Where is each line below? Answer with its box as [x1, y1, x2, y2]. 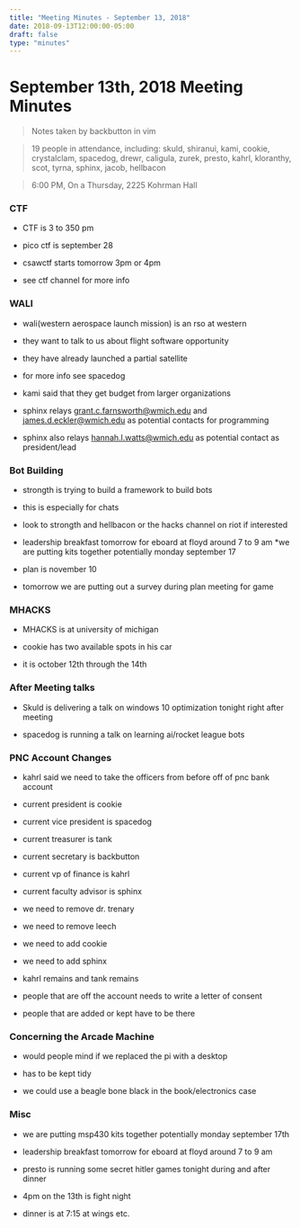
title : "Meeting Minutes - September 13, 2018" [9, 13, 191, 22]
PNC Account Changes [9, 751, 112, 764]
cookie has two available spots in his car [22, 641, 172, 652]
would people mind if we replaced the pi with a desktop [22, 1051, 228, 1062]
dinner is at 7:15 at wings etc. [22, 1207, 130, 1219]
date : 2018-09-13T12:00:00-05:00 [9, 22, 135, 31]
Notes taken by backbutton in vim [31, 126, 156, 137]
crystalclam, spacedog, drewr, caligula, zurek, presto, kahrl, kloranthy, [31, 153, 292, 164]
